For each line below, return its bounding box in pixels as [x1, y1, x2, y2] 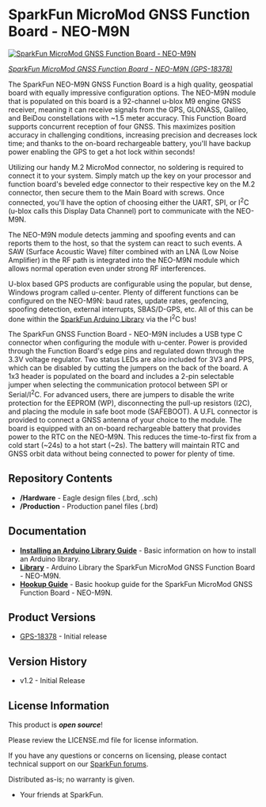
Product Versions [8, 610, 97, 624]
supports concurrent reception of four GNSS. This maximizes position [8, 122, 236, 131]
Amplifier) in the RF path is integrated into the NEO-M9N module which [8, 255, 240, 264]
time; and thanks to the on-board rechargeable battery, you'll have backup [8, 138, 252, 148]
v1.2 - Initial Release [19, 676, 85, 685]
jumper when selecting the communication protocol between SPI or [8, 380, 228, 390]
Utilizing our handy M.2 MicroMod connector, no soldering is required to [8, 162, 244, 172]
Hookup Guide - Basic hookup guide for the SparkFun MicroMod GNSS [19, 579, 253, 589]
